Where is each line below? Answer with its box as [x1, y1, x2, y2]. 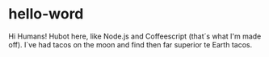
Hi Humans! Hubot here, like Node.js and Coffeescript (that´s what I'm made [8, 31, 262, 41]
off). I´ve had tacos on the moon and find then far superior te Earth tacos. [8, 39, 253, 49]
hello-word [8, 5, 84, 23]
